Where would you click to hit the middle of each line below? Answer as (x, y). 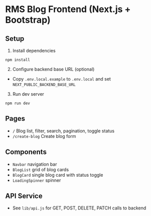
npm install (18, 60)
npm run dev (18, 103)
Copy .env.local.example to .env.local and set (62, 79)
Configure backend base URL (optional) (53, 69)
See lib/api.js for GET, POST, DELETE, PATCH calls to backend (79, 208)
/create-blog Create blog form (44, 136)
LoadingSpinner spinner (37, 180)
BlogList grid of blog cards (41, 169)
